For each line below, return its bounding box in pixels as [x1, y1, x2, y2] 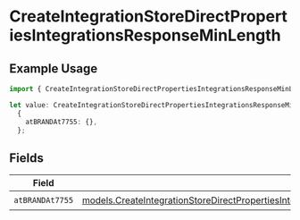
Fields [9, 150, 45, 165]
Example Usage [9, 61, 98, 76]
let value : [9, 100, 50, 109]
